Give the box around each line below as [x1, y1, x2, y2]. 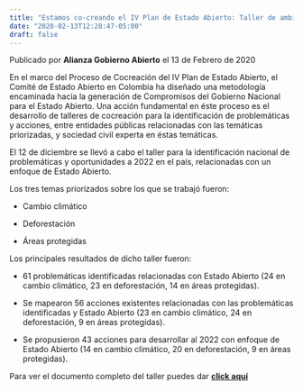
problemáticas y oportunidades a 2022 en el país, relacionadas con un [9, 157, 271, 168]
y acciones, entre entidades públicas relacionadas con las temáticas [9, 120, 263, 131]
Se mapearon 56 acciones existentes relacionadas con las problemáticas [22, 298, 294, 309]
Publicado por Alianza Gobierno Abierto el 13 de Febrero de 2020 [9, 55, 256, 66]
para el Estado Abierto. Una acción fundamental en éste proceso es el [9, 101, 270, 112]
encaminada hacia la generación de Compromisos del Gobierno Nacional [9, 91, 281, 102]
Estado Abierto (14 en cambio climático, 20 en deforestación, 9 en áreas [22, 344, 291, 355]
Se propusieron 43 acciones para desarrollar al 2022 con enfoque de [22, 334, 280, 345]
